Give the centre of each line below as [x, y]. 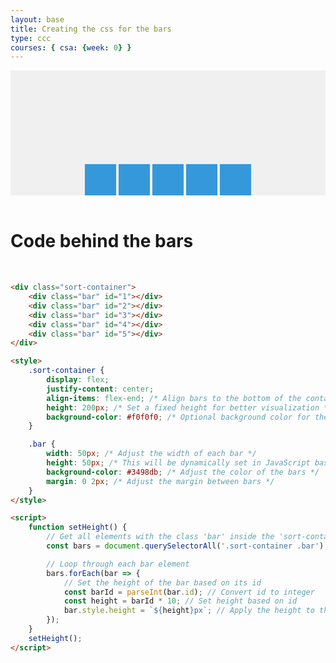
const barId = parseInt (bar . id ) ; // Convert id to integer [189, 592]
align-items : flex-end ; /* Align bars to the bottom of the [174, 398]
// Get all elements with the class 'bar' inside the [160, 537]
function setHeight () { [78, 527]
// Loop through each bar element [118, 564]
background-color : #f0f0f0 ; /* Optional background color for [178, 417]
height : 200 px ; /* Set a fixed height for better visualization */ [189, 407]
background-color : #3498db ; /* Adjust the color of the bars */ [183, 472]
